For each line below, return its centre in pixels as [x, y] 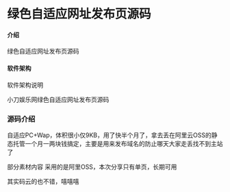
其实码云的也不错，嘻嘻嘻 [43, 181]
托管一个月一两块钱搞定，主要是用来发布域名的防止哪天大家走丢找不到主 [115, 143]
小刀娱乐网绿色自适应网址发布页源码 [58, 99]
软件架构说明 [25, 85]
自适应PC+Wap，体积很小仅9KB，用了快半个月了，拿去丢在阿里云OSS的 [110, 135]
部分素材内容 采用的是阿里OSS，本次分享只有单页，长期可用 [92, 167]
